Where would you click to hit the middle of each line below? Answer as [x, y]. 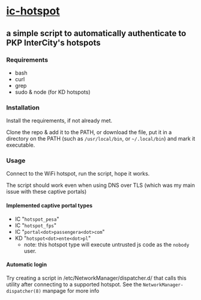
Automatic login [26, 265]
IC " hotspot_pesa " [37, 219]
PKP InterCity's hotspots [53, 42]
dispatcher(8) [24, 291]
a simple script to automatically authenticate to [96, 33]
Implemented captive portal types [49, 206]
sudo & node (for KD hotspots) [53, 92]
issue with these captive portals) [46, 192]
